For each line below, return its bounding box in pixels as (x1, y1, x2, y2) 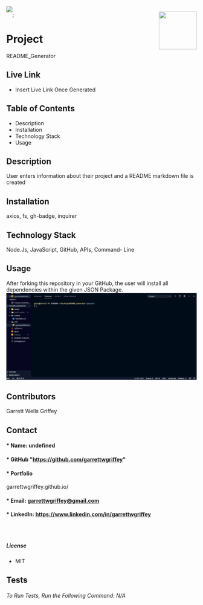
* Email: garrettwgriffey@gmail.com (6, 497, 100, 504)
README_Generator (6, 52, 56, 59)
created (6, 178, 26, 186)
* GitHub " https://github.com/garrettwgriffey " (6, 456, 126, 463)
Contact (6, 425, 37, 435)
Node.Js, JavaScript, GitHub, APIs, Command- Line (6, 246, 135, 253)
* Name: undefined (6, 442, 56, 450)
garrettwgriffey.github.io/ (6, 483, 69, 491)
